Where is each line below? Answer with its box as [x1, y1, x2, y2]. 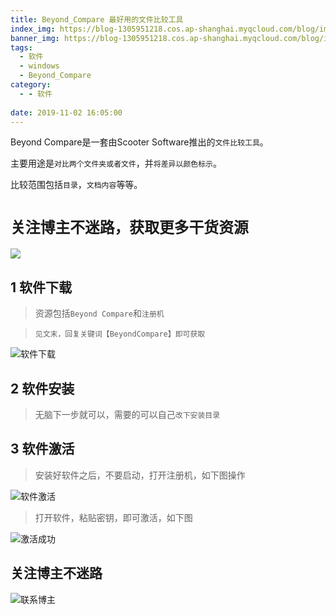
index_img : [10, 24, 56, 34]
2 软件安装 [10, 380, 75, 397]
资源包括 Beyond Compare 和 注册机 [34, 307, 165, 320]
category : [10, 80, 52, 90]
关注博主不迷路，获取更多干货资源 [10, 218, 249, 237]
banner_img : [10, 33, 60, 43]
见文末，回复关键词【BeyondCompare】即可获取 [34, 329, 206, 340]
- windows [19, 61, 60, 71]
